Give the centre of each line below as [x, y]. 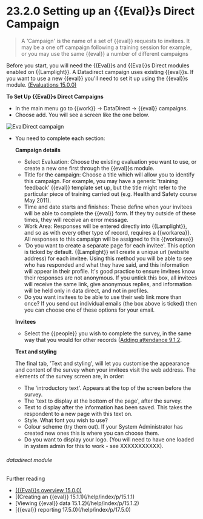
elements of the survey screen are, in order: [70, 376]
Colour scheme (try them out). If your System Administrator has [103, 426]
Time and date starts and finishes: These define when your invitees [108, 207]
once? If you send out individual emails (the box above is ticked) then [111, 303]
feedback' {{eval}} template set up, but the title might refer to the [105, 187]
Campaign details [38, 150]
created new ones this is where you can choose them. [92, 433]
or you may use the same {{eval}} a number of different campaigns [105, 53]
